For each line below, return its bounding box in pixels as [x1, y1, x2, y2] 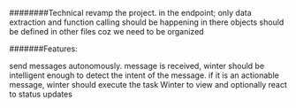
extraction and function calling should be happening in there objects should [9, 17, 285, 27]
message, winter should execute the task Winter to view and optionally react [9, 80, 287, 89]
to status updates [9, 89, 73, 99]
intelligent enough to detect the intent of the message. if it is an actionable [9, 70, 280, 81]
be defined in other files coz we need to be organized [9, 27, 205, 36]
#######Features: [9, 43, 78, 54]
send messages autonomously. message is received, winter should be [9, 61, 265, 71]
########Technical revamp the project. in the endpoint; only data [9, 8, 252, 18]
